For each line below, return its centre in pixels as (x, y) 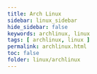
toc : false (23, 54)
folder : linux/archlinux (44, 60)
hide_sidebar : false (38, 27)
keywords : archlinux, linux (49, 33)
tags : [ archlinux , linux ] (49, 40)
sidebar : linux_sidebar (42, 20)
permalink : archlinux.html (47, 47)
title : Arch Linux (34, 14)
